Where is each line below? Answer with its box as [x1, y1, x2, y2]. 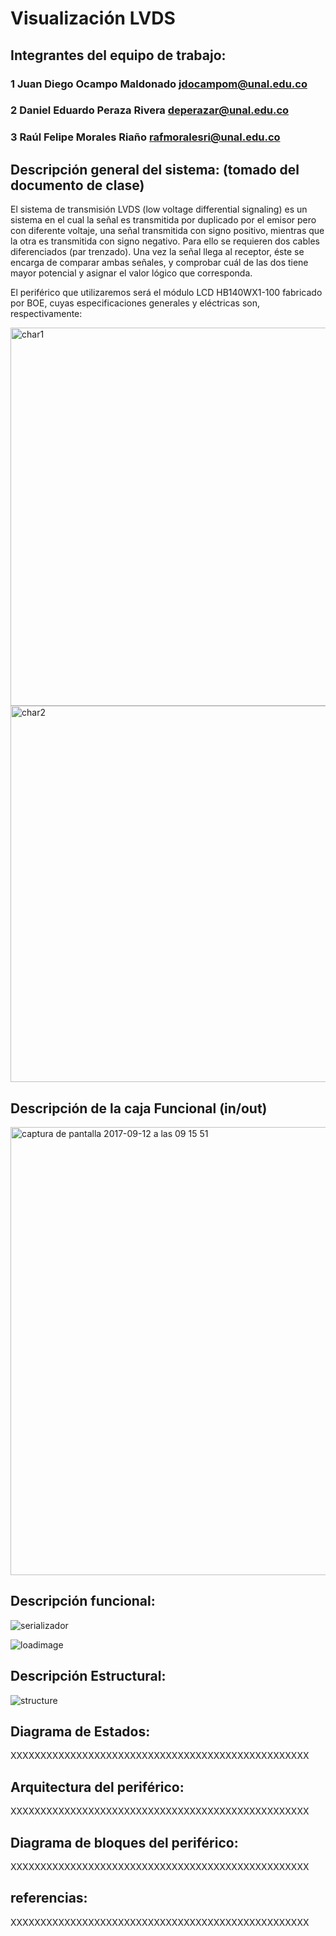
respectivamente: [10, 308, 83, 320]
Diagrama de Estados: [10, 1723, 151, 1740]
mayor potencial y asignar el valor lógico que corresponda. [10, 267, 253, 279]
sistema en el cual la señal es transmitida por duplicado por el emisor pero [10, 214, 317, 226]
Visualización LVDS [10, 7, 176, 30]
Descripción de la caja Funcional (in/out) [10, 1100, 268, 1117]
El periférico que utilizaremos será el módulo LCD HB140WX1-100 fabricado [10, 287, 323, 299]
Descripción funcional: [10, 1593, 156, 1610]
